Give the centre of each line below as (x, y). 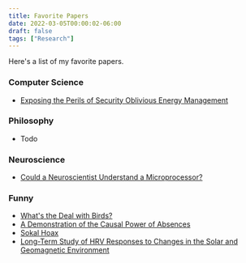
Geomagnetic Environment (65, 250)
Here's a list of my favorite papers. (66, 62)
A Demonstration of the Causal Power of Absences (105, 224)
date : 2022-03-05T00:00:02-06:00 (65, 23)
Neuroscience (37, 159)
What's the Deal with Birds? (66, 216)
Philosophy (31, 121)
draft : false (30, 31)
